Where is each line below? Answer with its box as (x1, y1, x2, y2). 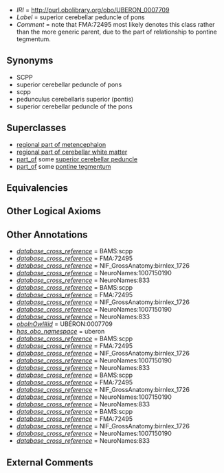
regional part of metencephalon (16, 140, 107, 148)
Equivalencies (6, 182, 68, 194)
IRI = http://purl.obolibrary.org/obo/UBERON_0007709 (16, 6, 170, 14)
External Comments (6, 457, 93, 468)
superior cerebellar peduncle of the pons (16, 102, 133, 111)
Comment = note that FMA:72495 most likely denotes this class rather (16, 21, 215, 28)
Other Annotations (6, 229, 88, 240)
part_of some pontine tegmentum (16, 162, 111, 170)
